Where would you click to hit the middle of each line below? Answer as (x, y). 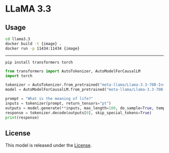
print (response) (22, 117)
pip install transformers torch (39, 62)
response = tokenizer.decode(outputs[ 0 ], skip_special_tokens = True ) (78, 113)
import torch (19, 76)
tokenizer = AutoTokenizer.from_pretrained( (53, 85)
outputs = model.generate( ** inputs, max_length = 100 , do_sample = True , (80, 108)
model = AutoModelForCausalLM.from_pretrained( (56, 90)
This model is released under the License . (49, 145)
